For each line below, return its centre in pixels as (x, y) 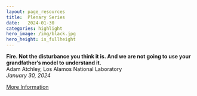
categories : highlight (34, 28)
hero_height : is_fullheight (41, 39)
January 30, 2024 (28, 75)
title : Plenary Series (36, 17)
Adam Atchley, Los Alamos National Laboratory (64, 69)
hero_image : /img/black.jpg (41, 34)
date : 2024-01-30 (30, 23)
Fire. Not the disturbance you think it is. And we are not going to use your (98, 56)
